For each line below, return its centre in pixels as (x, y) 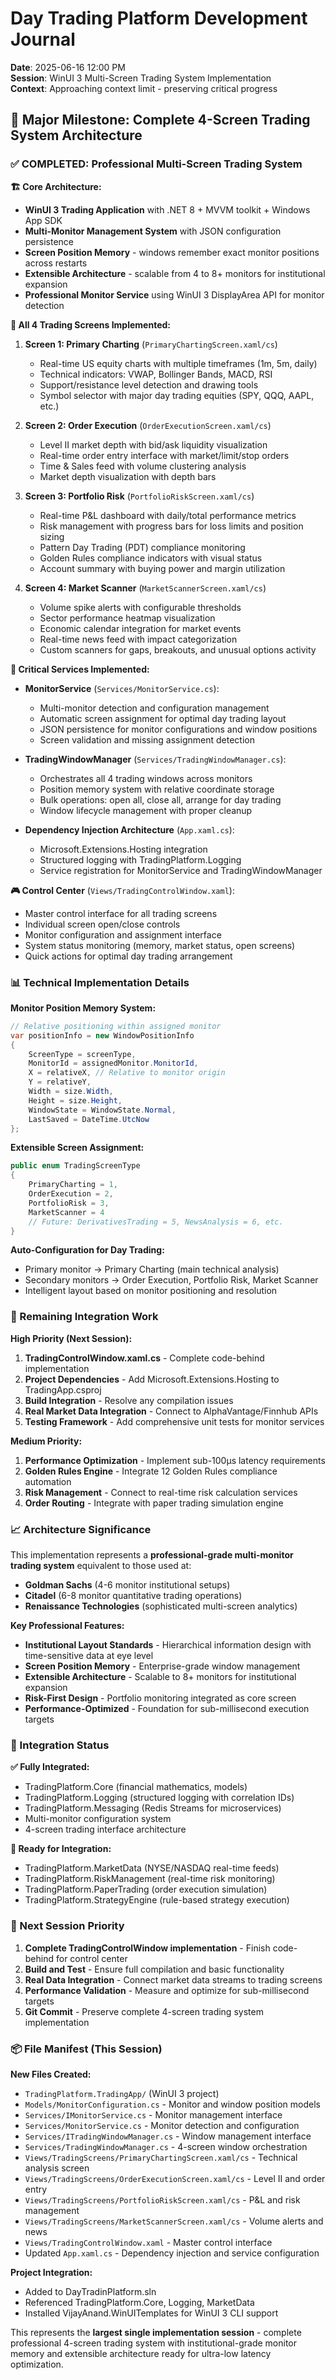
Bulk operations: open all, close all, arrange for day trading (160, 799)
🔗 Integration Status (60, 1745)
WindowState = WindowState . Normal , (102, 1110)
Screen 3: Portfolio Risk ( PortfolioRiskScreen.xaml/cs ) (139, 496)
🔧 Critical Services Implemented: (80, 669)
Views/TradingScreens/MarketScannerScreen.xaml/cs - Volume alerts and (174, 2221)
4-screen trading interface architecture (105, 1829)
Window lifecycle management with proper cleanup (146, 810)
